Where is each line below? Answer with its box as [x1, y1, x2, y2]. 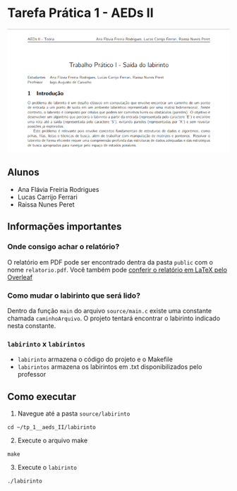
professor [17, 370, 47, 379]
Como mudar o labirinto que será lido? [7, 291, 141, 301]
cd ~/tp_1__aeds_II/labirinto [7, 424, 97, 431]
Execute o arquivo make [17, 436, 88, 444]
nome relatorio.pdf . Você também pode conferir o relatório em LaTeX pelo [7, 265, 228, 274]
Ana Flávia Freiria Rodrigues [17, 185, 99, 193]
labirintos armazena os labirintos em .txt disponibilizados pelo [17, 363, 202, 371]
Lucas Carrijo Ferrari [17, 193, 78, 201]
